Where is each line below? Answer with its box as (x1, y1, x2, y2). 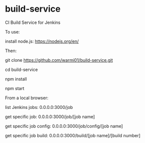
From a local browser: (5, 95, 48, 101)
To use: (5, 29, 20, 35)
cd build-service (5, 67, 38, 72)
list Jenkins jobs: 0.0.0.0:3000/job (5, 104, 73, 110)
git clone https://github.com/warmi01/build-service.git (5, 57, 113, 63)
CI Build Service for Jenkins (5, 19, 61, 25)
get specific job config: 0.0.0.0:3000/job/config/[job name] (5, 123, 123, 129)
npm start (5, 85, 25, 91)
